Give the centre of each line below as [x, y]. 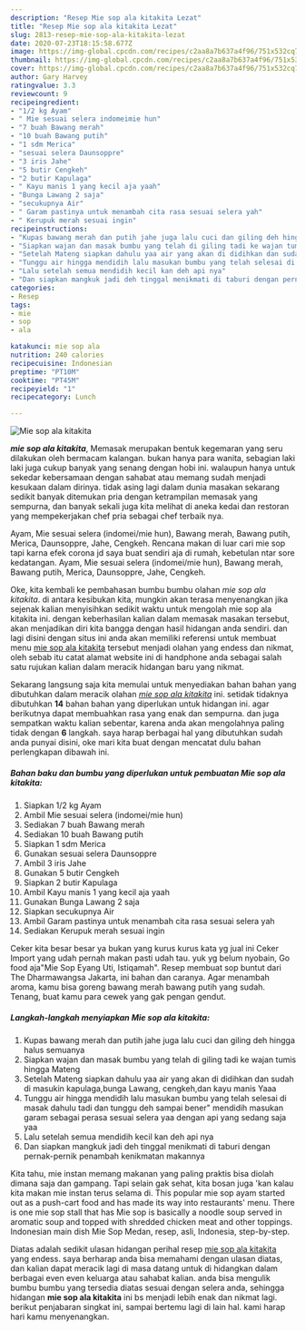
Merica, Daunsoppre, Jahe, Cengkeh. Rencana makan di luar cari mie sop [148, 543]
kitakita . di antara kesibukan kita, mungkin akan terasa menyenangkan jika [149, 599]
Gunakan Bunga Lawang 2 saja [81, 902]
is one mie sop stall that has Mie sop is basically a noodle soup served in [146, 1212]
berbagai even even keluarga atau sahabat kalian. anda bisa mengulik [140, 1278]
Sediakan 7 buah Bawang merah [84, 825]
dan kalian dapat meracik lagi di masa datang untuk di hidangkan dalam [144, 1268]
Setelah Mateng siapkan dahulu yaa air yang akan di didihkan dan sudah [158, 1079]
